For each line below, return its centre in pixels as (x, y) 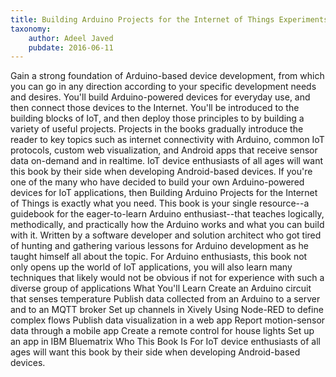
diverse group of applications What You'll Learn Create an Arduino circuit (161, 288)
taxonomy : (31, 29)
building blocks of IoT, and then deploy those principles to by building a (157, 118)
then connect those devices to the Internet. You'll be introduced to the (155, 108)
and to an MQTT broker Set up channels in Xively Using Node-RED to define (167, 310)
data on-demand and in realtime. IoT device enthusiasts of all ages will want (167, 161)
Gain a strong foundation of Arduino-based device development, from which (167, 76)
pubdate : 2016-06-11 (71, 47)
